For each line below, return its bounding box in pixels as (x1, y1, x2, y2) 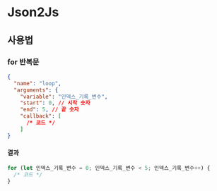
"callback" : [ (20, 113, 61, 120)
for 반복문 (7, 57, 40, 67)
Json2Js (7, 4, 59, 20)
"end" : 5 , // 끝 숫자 (20, 106, 79, 113)
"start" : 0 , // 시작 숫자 (20, 99, 90, 106)
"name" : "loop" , (13, 80, 61, 87)
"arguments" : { (13, 86, 59, 94)
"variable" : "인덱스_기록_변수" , (20, 93, 108, 100)
